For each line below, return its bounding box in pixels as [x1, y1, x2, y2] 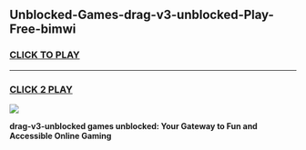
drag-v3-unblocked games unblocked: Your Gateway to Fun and [9, 120, 258, 131]
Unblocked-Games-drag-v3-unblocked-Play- [9, 7, 275, 23]
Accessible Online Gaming [9, 130, 112, 141]
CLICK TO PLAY [9, 49, 80, 62]
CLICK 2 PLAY [9, 83, 73, 95]
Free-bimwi [9, 22, 76, 37]
